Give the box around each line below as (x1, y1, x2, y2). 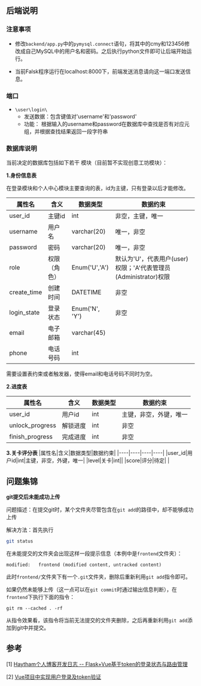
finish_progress (9, 433, 53, 441)
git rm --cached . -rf (6, 605, 63, 611)
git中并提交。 (16, 624, 50, 631)
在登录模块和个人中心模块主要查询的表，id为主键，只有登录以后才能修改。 (6, 185, 189, 192)
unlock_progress (9, 421, 57, 430)
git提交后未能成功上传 (6, 493, 60, 501)
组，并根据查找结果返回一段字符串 (23, 128, 108, 135)
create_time (9, 288, 42, 296)
